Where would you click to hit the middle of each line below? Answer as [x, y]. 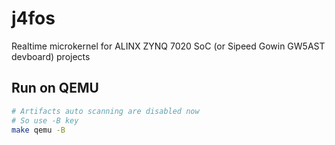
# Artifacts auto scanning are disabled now [105, 111]
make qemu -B [38, 130]
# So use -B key [45, 120]
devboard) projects [51, 56]
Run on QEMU [55, 88]
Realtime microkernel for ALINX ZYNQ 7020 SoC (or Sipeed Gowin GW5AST [168, 46]
